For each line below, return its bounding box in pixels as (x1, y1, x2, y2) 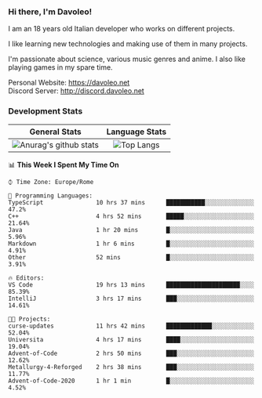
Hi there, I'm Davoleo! (8, 6, 93, 17)
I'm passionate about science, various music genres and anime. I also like (8, 54, 246, 64)
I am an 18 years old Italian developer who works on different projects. (8, 24, 235, 34)
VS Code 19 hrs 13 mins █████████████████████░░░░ (8, 280, 255, 288)
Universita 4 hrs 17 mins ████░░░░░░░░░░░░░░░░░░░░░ (8, 335, 255, 343)
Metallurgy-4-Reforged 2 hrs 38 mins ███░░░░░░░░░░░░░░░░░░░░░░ (8, 363, 255, 371)
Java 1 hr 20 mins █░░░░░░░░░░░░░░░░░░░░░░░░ (8, 226, 255, 233)
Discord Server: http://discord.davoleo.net (8, 86, 145, 96)
